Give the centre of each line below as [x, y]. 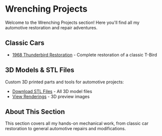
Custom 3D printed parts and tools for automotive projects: [64, 82]
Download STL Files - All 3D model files [52, 91]
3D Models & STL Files [40, 70]
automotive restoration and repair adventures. [51, 27]
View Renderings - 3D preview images [51, 97]
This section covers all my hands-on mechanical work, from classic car [77, 123]
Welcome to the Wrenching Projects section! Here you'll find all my [72, 22]
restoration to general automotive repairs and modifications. [66, 129]
